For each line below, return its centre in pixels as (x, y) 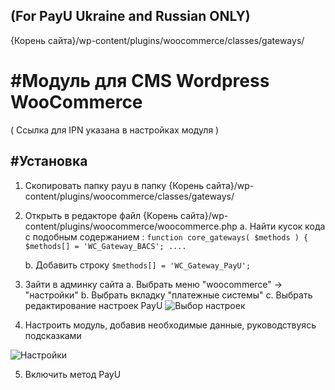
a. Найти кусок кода (282, 226)
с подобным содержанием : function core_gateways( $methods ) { (166, 236)
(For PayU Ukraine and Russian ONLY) (130, 16)
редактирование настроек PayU (93, 305)
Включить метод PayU (73, 374)
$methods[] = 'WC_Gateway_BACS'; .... (105, 246)
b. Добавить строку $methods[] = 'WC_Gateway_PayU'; (138, 265)
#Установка (49, 161)
